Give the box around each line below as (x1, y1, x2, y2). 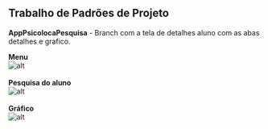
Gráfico (8, 103, 35, 113)
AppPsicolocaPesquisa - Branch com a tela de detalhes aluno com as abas (8, 27, 260, 37)
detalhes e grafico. (8, 36, 71, 46)
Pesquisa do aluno (8, 77, 72, 87)
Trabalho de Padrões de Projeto (8, 6, 169, 20)
